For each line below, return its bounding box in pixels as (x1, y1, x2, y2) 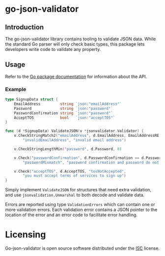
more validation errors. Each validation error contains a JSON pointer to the (5, 207, 158, 213)
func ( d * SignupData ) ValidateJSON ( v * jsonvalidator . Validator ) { (5, 128, 144, 133)
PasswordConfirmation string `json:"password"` (14, 110, 113, 116)
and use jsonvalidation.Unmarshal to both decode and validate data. (5, 192, 145, 198)
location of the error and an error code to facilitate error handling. (5, 212, 137, 218)
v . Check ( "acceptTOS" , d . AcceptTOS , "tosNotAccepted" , (14, 169, 126, 174)
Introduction (5, 23, 44, 31)
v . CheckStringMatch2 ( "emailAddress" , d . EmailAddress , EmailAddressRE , (14, 133, 162, 138)
